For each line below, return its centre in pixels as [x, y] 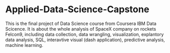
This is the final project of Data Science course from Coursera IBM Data [81, 23]
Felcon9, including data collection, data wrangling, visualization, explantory [84, 34]
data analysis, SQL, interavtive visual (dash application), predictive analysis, [85, 40]
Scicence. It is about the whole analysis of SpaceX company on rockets [81, 29]
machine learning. [24, 45]
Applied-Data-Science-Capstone [77, 9]
